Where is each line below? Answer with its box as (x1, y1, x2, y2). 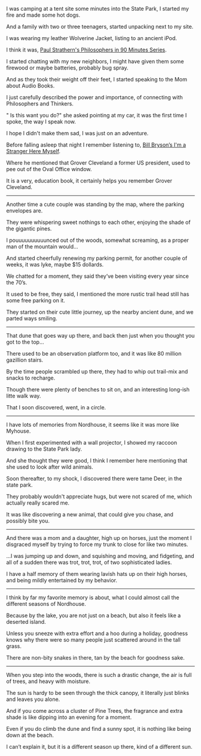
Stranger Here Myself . (6, 148, 61, 154)
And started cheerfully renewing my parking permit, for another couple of (6, 254, 187, 262)
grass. (6, 643, 22, 649)
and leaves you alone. (6, 696, 60, 703)
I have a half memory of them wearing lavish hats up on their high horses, (6, 570, 188, 577)
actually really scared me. (6, 499, 70, 506)
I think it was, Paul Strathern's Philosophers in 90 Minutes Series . (6, 46, 167, 53)
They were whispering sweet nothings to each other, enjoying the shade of (6, 218, 191, 226)
